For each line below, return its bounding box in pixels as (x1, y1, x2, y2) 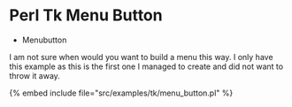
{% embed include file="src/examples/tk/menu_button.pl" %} (9, 88, 234, 98)
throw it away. (9, 70, 60, 80)
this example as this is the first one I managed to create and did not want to (9, 61, 284, 72)
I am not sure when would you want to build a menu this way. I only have (9, 51, 273, 62)
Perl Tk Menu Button (9, 5, 163, 26)
